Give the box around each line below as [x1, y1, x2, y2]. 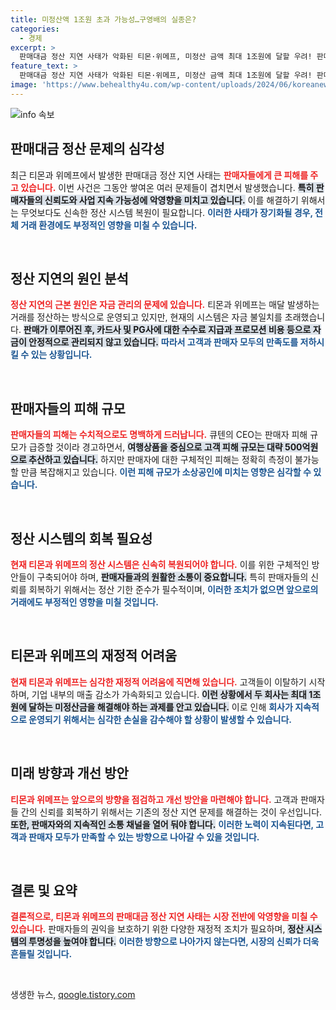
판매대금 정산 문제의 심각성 [10, 141, 165, 158]
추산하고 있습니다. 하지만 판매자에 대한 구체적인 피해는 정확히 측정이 [28, 454, 293, 466]
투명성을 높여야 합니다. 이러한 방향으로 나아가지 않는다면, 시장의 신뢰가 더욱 [28, 936, 320, 948]
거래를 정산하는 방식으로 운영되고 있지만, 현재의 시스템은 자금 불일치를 [10, 311, 283, 323]
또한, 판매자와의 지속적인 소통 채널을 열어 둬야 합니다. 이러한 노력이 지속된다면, [10, 818, 314, 830]
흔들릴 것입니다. [10, 948, 73, 960]
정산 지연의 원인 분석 [10, 270, 129, 287]
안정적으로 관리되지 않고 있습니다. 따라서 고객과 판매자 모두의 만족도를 [28, 336, 299, 348]
